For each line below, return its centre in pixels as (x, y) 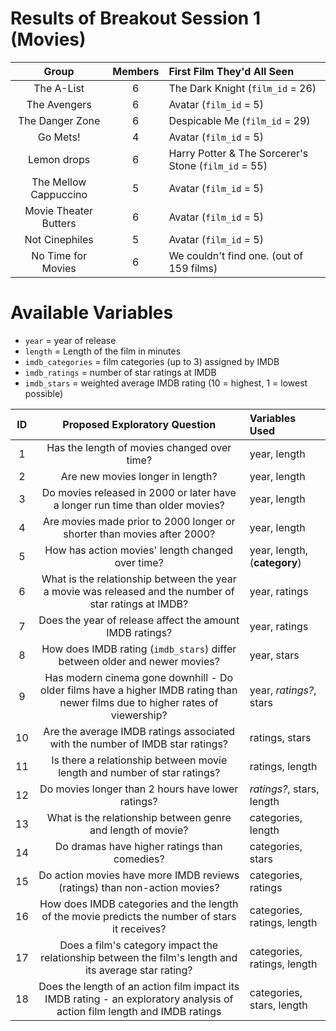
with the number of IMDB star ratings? (139, 744)
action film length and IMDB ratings (139, 1011)
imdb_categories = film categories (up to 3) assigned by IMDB (152, 361)
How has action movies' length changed (139, 550)
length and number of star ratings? (139, 772)
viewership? (139, 715)
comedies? (139, 859)
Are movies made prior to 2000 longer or (139, 521)
